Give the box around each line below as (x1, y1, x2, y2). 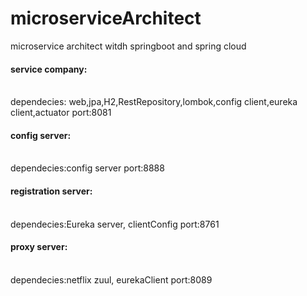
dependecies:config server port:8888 (10, 162, 165, 174)
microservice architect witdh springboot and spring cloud (10, 40, 247, 52)
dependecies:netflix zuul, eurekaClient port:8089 (10, 273, 213, 286)
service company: (10, 63, 88, 75)
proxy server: (10, 241, 68, 253)
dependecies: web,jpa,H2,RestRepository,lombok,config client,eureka (10, 96, 298, 108)
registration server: (10, 185, 93, 197)
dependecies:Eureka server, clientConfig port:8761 (10, 218, 220, 230)
